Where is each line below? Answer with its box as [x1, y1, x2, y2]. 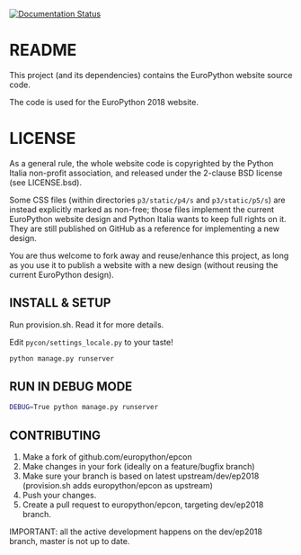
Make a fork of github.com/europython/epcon [22, 452, 192, 462]
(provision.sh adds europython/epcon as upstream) [22, 480, 214, 491]
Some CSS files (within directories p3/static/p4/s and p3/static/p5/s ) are [9, 194, 286, 205]
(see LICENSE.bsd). [9, 176, 83, 188]
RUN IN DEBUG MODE [9, 379, 133, 394]
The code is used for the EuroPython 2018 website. [9, 96, 199, 107]
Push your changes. [22, 490, 97, 501]
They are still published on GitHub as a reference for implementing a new [9, 223, 280, 234]
